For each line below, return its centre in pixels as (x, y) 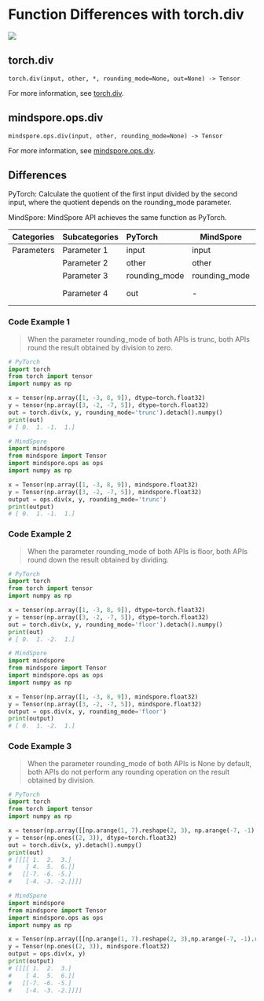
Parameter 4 (85, 294)
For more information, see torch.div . (66, 93)
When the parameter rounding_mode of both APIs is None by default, (139, 763)
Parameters (33, 251)
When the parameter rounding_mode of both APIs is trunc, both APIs (138, 339)
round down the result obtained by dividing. (98, 559)
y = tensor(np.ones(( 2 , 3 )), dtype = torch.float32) (93, 838)
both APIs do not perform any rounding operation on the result (128, 772)
